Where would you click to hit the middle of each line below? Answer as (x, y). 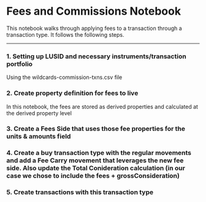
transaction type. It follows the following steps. (65, 34)
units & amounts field (39, 137)
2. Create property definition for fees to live (72, 93)
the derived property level (39, 113)
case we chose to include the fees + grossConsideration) (93, 176)
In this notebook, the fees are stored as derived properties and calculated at (102, 107)
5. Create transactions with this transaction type (80, 192)
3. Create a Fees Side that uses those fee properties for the (96, 129)
